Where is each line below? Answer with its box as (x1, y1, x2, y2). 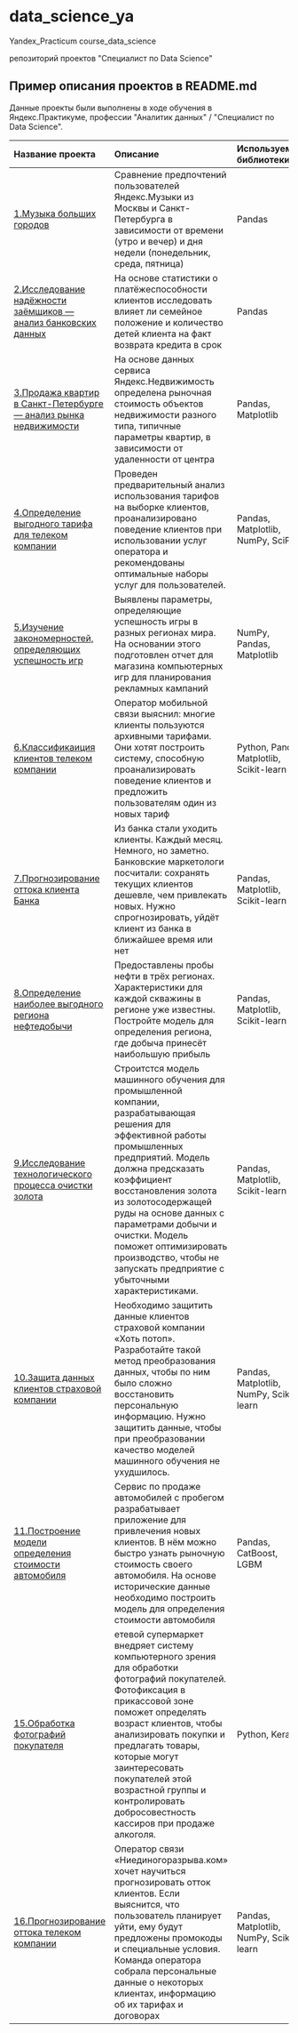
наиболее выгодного (13, 998, 104, 1010)
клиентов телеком (13, 751, 93, 764)
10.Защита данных (13, 1371, 95, 1384)
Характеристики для (114, 981, 203, 993)
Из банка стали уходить (114, 822, 218, 834)
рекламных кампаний (114, 682, 208, 695)
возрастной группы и (114, 1783, 207, 1796)
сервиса (114, 364, 151, 376)
